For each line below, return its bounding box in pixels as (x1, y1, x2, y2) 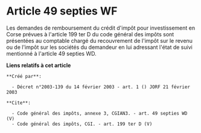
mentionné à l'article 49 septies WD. (6, 50, 97, 57)
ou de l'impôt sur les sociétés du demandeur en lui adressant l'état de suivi (6, 44, 193, 51)
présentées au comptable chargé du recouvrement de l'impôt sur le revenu (6, 37, 193, 44)
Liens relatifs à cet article (6, 62, 71, 69)
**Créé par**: (6, 73, 42, 79)
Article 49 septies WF (6, 4, 118, 18)
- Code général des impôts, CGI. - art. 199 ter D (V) (11, 121, 153, 127)
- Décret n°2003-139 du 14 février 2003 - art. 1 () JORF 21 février (11, 83, 190, 90)
